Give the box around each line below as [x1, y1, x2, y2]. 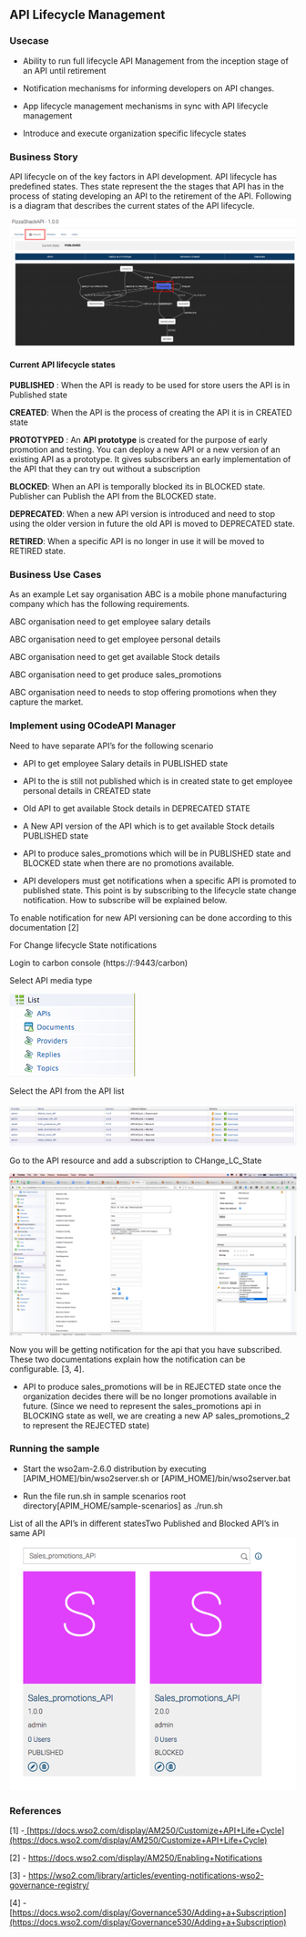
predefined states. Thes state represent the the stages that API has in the [9, 180, 284, 191]
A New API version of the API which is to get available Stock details [22, 820, 275, 831]
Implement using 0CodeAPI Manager [9, 719, 177, 732]
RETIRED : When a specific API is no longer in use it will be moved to [9, 536, 265, 547]
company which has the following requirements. [9, 599, 189, 610]
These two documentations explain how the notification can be [9, 1354, 246, 1365]
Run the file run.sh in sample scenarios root [22, 1490, 187, 1501]
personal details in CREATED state [22, 785, 152, 796]
